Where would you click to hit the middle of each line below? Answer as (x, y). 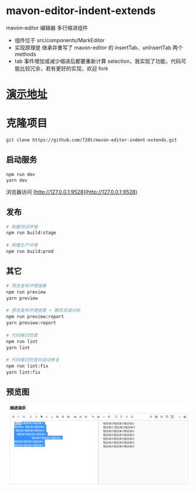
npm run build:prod (30, 251)
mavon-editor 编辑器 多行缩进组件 (47, 28)
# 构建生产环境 (22, 245)
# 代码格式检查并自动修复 (33, 360)
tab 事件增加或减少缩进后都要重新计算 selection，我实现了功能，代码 (98, 61)
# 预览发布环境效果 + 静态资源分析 (43, 311)
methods (25, 54)
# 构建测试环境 (22, 227)
